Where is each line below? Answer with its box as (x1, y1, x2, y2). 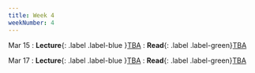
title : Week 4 (8, 11, 55, 20)
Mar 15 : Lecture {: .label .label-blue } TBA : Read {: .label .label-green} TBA (8, 40, 247, 49)
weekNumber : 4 (8, 19, 55, 27)
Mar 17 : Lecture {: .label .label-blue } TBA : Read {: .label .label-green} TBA (8, 56, 247, 65)
